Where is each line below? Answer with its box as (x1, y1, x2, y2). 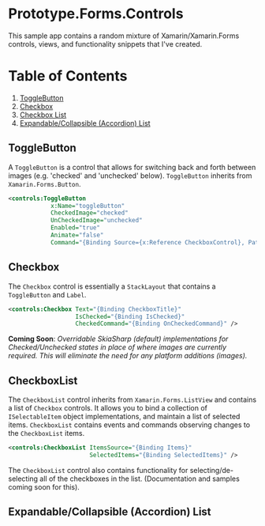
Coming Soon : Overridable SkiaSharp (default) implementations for (8, 334, 229, 344)
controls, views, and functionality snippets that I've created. (8, 39, 203, 48)
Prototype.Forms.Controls (8, 5, 184, 23)
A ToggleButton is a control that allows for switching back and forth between (8, 162, 256, 172)
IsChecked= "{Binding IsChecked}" (75, 312, 185, 320)
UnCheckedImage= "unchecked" (50, 217, 144, 225)
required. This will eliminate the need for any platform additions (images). (8, 351, 248, 361)
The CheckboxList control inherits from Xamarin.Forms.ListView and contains (8, 395, 257, 404)
